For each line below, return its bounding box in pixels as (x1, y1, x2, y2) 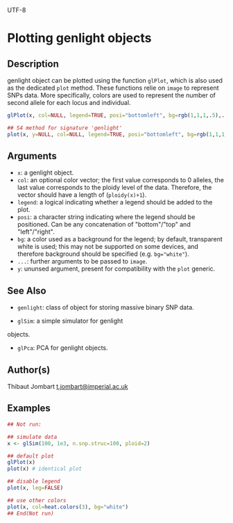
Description (7, 58, 59, 70)
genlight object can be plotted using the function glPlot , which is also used (7, 77, 223, 84)
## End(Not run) (7, 510, 54, 517)
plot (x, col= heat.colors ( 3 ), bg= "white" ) (7, 504, 129, 510)
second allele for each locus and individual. (7, 99, 131, 106)
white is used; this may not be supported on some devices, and (17, 243, 199, 251)
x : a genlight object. (17, 168, 74, 177)
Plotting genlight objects (7, 31, 152, 46)
